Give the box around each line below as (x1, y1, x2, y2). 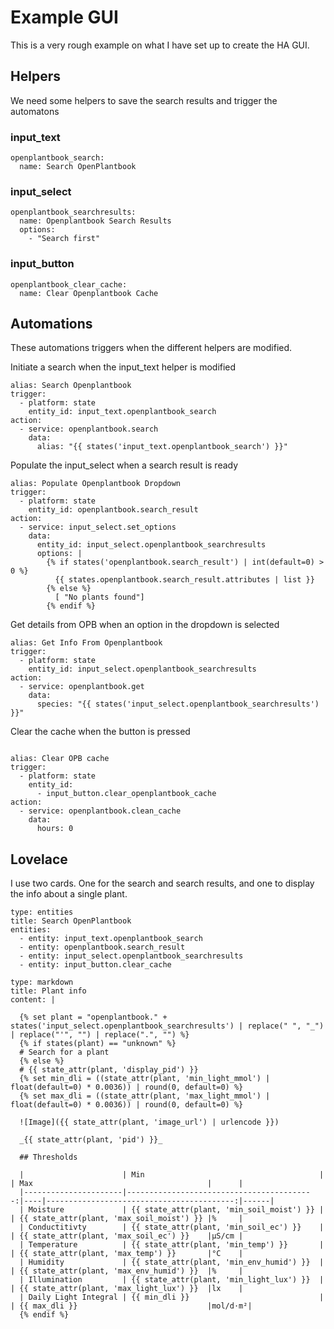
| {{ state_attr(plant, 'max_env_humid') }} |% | (10, 1266, 244, 1276)
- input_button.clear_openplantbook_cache (36, 789, 217, 799)
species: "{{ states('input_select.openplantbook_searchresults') (36, 699, 320, 710)
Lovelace (10, 851, 68, 868)
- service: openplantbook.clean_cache (19, 806, 182, 816)
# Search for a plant (19, 1047, 110, 1058)
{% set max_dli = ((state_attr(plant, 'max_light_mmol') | (19, 1091, 271, 1101)
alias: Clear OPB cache (10, 754, 110, 764)
